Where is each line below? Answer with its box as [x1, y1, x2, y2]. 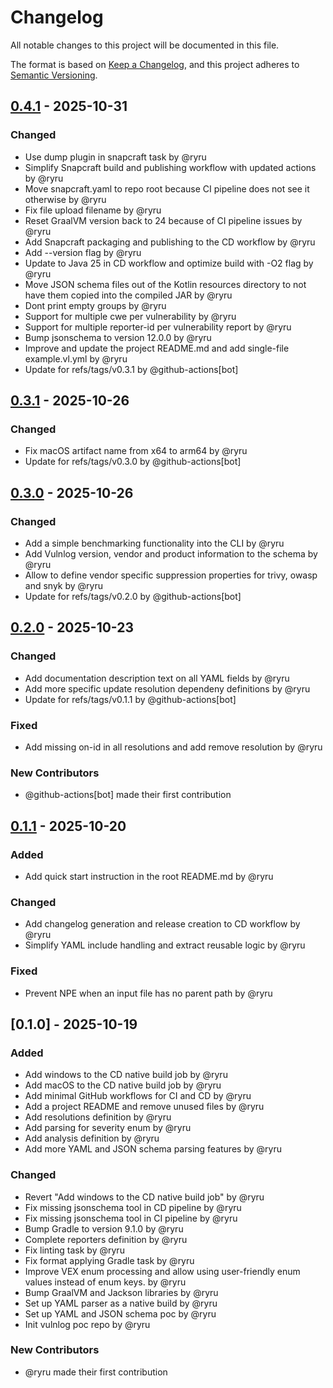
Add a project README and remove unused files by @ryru [24, 1101, 265, 1113]
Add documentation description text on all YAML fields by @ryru [24, 672, 290, 684]
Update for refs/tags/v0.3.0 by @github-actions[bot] [24, 456, 242, 468]
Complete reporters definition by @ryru [24, 1233, 188, 1245]
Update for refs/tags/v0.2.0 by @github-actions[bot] [24, 591, 242, 602]
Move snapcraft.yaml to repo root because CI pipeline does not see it [24, 182, 310, 195]
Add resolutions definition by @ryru [24, 1111, 172, 1123]
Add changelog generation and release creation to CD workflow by [24, 918, 301, 930]
